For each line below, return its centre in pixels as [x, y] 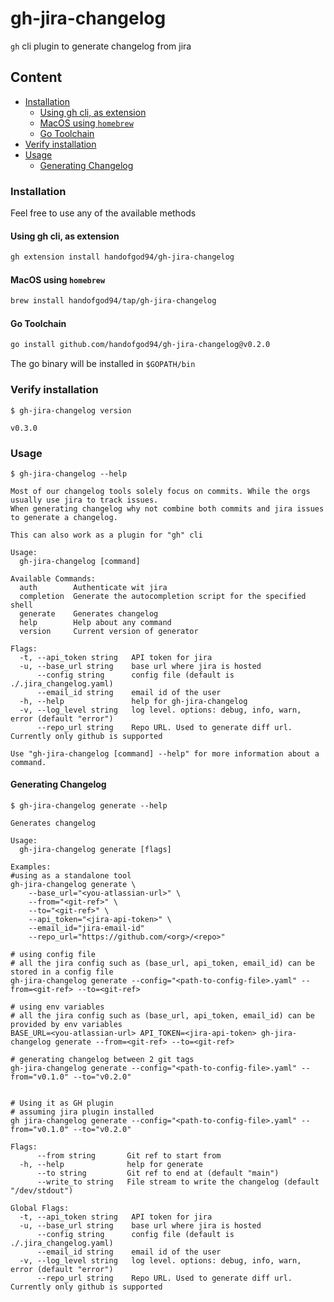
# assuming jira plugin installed [82, 1112]
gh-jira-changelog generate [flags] [95, 850]
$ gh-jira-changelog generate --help [89, 806]
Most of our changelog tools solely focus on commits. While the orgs [160, 491]
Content [36, 77]
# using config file [53, 955]
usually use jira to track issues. [84, 500]
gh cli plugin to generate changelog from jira [101, 46]
